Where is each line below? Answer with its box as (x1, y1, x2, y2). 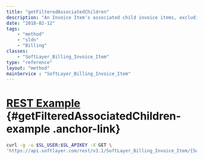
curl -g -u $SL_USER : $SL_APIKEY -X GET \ (6, 142, 112, 149)
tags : (6, 25, 20, 32)
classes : (6, 48, 28, 54)
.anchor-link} (52, 122, 121, 136)
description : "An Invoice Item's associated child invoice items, (6, 14, 177, 21)
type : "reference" (6, 59, 53, 65)
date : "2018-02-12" (6, 20, 56, 26)
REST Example (6, 97, 80, 110)
